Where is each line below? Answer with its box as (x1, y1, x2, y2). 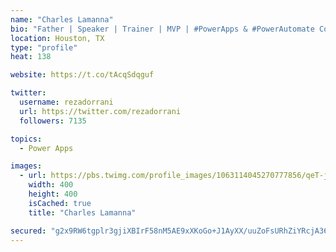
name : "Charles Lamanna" (10, 14, 114, 25)
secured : (10, 226, 47, 236)
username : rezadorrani (19, 97, 114, 107)
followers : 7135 (19, 116, 87, 126)
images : (10, 161, 43, 171)
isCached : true (28, 198, 92, 208)
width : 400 (28, 180, 74, 190)
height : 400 (28, 189, 78, 199)
